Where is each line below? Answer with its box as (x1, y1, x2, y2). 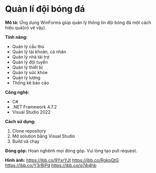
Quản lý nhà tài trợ (12, 54, 50, 59)
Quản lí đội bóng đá (5, 3, 85, 15)
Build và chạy (12, 138, 40, 144)
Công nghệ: (5, 89, 30, 95)
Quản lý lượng (12, 75, 41, 80)
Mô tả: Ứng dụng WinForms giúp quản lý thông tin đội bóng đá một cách (5, 19, 152, 25)
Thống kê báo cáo (12, 79, 49, 86)
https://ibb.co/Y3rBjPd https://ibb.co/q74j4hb (5, 162, 97, 168)
